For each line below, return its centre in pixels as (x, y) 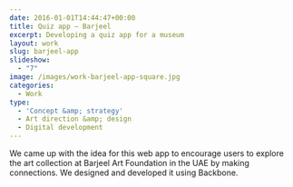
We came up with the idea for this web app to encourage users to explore (146, 153)
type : (20, 102)
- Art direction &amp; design (74, 119)
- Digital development (60, 128)
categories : (32, 85)
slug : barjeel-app (44, 52)
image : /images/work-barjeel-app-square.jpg (95, 77)
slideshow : (30, 60)
